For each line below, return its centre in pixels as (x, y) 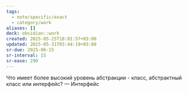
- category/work (31, 22)
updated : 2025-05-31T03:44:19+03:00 (51, 45)
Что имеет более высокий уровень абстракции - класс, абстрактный (94, 78)
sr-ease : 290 (22, 61)
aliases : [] (21, 28)
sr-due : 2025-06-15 (30, 50)
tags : (13, 11)
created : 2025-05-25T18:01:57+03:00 (51, 39)
